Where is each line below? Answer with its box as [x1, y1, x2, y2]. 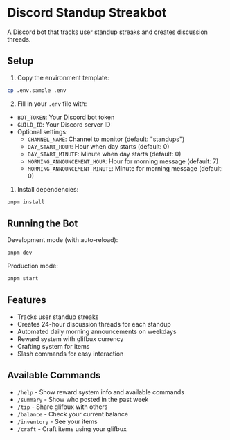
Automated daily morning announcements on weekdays [17, 327, 177, 336]
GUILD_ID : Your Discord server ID [17, 120, 111, 129]
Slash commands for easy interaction [17, 349, 124, 358]
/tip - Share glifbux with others [17, 403, 108, 411]
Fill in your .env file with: [17, 99, 87, 108]
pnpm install [7, 199, 45, 205]
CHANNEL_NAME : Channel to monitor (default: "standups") [27, 135, 185, 143]
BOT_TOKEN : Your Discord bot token [17, 113, 115, 121]
